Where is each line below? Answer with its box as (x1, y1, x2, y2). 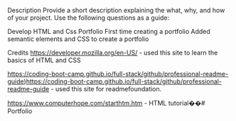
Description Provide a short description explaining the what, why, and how (7, 6, 225, 14)
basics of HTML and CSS (7, 56, 81, 64)
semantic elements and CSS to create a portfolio (7, 35, 149, 43)
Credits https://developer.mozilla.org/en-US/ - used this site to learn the (7, 49, 218, 57)
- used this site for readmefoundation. (50, 85, 162, 93)
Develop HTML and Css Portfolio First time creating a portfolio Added (7, 28, 211, 35)
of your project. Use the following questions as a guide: (7, 13, 170, 22)
